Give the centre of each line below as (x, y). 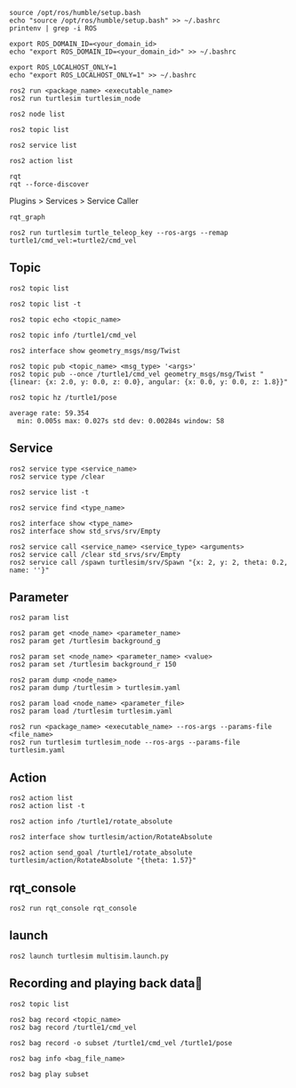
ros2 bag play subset (49, 1074)
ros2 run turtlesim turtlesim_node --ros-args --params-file (125, 743)
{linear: (25, 382)
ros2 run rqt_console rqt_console (73, 909)
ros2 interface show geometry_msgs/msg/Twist (95, 351)
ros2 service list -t (49, 492)
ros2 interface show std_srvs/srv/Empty (85, 531)
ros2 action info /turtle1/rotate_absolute (91, 822)
